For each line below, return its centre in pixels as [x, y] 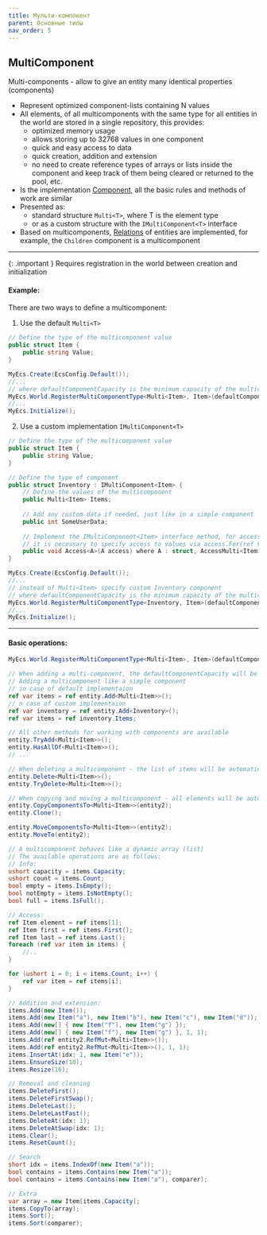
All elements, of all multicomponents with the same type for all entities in [138, 114]
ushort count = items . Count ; [56, 879]
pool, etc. [47, 182]
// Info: [23, 864]
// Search [25, 1157]
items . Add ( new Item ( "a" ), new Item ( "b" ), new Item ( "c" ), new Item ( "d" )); [133, 1018]
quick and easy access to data [81, 148]
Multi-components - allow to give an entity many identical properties [120, 82]
